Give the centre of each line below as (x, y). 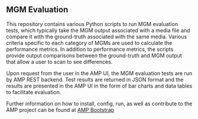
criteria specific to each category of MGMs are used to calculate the (89, 43)
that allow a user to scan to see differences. (59, 62)
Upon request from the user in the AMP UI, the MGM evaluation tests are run (99, 73)
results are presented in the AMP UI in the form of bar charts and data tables (99, 86)
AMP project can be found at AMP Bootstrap (60, 110)
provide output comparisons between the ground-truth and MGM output (94, 55)
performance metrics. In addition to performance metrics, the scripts (90, 49)
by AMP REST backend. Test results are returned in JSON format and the (95, 79)
